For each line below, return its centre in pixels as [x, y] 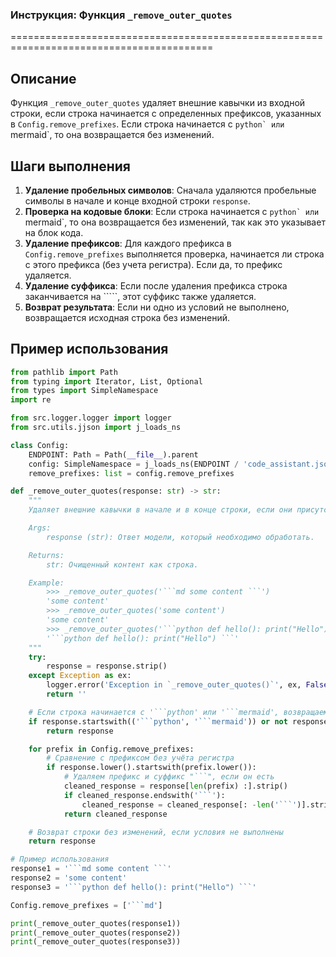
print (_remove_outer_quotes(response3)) [96, 942]
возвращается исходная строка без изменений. [127, 317]
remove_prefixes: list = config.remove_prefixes [131, 473]
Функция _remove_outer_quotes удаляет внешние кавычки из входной [158, 103]
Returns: [46, 555]
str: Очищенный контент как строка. [122, 564]
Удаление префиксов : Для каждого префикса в [128, 243]
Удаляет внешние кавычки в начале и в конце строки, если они [160, 510]
